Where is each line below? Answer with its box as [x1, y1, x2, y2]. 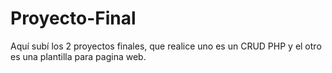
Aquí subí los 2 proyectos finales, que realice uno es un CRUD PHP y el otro [10, 40, 322, 52]
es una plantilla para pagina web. [10, 50, 147, 62]
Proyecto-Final [10, 7, 137, 30]
